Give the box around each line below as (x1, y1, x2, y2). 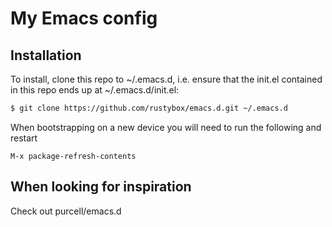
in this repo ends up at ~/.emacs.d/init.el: (10, 84, 180, 96)
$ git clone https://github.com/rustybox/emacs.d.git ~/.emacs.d (10, 103, 288, 113)
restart (10, 132, 38, 144)
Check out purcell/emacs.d (10, 205, 122, 217)
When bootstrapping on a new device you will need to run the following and (10, 121, 322, 133)
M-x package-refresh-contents (10, 151, 137, 161)
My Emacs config (10, 7, 158, 30)
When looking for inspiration (10, 178, 192, 196)
